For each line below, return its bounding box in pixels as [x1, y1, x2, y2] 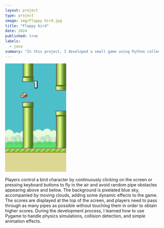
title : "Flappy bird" [5, 23, 49, 28]
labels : [5, 39, 21, 44]
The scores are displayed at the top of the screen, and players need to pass [5, 198, 157, 204]
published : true [5, 34, 38, 39]
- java [9, 44, 23, 49]
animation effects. [5, 218, 41, 224]
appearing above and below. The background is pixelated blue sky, [5, 187, 140, 193]
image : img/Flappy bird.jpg [5, 18, 62, 23]
